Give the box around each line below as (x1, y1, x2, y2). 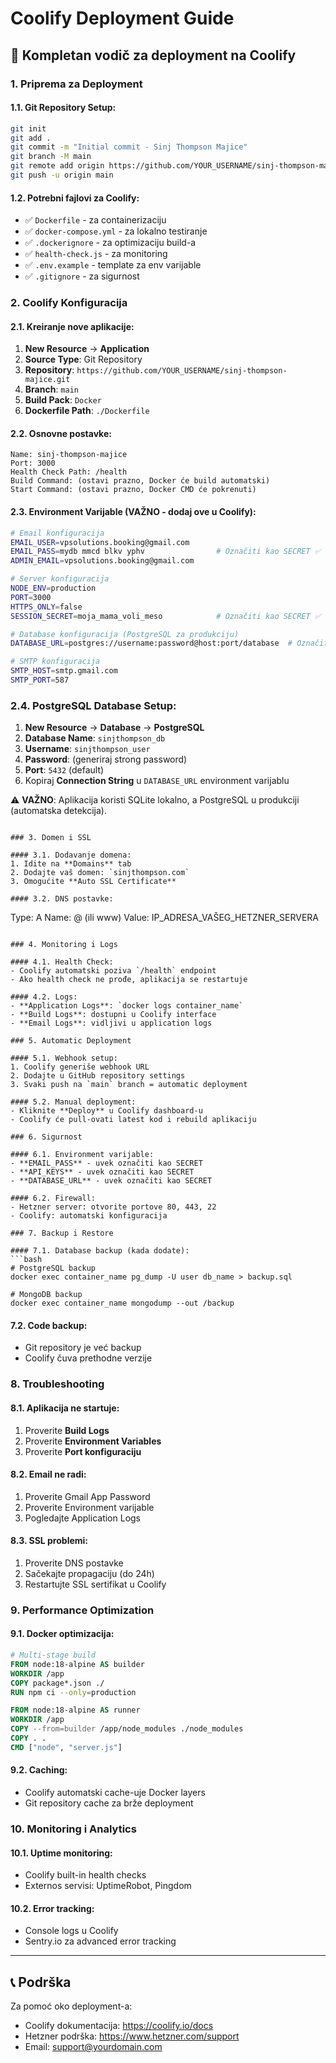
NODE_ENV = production (10, 583, 97, 594)
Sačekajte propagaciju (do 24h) (24, 1567, 155, 1579)
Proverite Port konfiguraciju (24, 1445, 142, 1457)
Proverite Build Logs (24, 1424, 110, 1436)
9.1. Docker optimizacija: (10, 1628, 115, 1640)
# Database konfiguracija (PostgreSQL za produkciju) (10, 629, 240, 639)
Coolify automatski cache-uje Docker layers (24, 1787, 206, 1799)
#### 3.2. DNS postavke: (10, 894, 114, 904)
